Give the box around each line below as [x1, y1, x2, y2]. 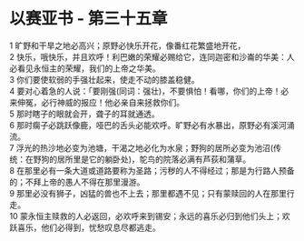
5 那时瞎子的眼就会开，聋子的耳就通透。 [9, 108, 161, 119]
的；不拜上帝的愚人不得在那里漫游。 [9, 176, 145, 187]
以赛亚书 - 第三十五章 [9, 8, 168, 29]
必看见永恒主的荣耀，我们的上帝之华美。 [9, 63, 161, 74]
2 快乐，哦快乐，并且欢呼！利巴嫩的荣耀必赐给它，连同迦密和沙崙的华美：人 [9, 51, 295, 62]
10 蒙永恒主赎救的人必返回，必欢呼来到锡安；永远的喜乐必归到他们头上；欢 [9, 210, 290, 221]
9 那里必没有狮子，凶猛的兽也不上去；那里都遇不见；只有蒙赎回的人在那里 [9, 187, 288, 198]
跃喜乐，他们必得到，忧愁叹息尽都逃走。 [9, 222, 161, 233]
